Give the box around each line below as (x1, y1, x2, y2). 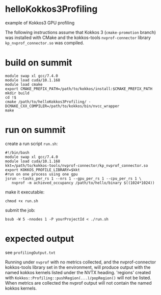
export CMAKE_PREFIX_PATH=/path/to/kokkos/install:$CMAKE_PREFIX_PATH (5, 86, 153, 91)
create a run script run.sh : (5, 141, 58, 147)
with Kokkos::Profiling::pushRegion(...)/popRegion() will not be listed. (5, 275, 151, 281)
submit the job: (5, 207, 35, 213)
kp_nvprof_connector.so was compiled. (5, 39, 84, 45)
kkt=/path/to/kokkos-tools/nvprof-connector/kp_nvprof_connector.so (5, 163, 148, 168)
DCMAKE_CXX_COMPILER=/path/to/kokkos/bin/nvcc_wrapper (5, 104, 120, 109)
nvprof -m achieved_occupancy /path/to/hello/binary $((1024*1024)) (11, 180, 155, 185)
